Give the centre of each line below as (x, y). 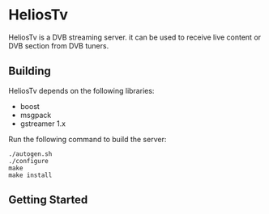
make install (30, 175)
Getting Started (48, 200)
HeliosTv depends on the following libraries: (81, 90)
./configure (28, 161)
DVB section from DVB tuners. (59, 45)
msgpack (36, 115)
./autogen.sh (30, 154)
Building (30, 71)
